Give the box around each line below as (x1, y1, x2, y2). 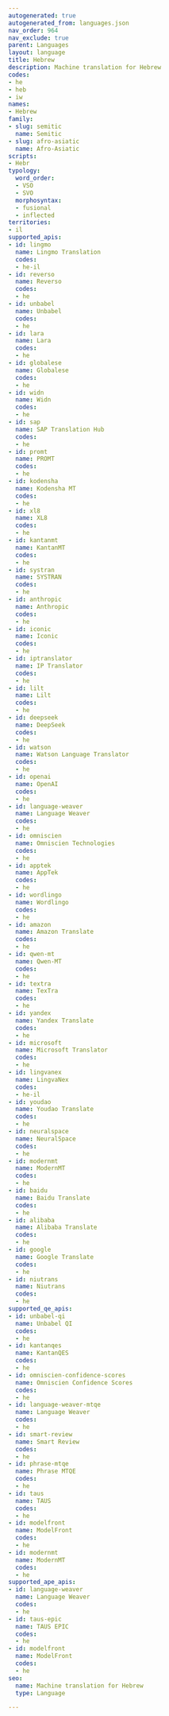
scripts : (8, 152, 37, 160)
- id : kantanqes (8, 1342, 62, 1350)
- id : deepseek (8, 714, 59, 722)
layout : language (8, 48, 66, 56)
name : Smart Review (15, 1438, 80, 1446)
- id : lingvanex (8, 1068, 62, 1076)
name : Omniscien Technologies (15, 839, 115, 847)
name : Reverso (15, 277, 62, 286)
